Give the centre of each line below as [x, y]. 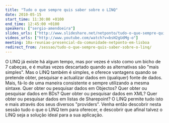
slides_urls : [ [21, 33]
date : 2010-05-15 [23, 15]
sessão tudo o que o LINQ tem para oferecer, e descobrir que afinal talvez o [84, 109]
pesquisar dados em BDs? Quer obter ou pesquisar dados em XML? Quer [81, 93]
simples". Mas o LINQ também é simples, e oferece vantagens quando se [81, 72]
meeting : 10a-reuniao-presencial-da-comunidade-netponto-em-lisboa [77, 43]
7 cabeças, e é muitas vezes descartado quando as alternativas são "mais [82, 67]
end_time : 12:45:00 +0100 [32, 24]
